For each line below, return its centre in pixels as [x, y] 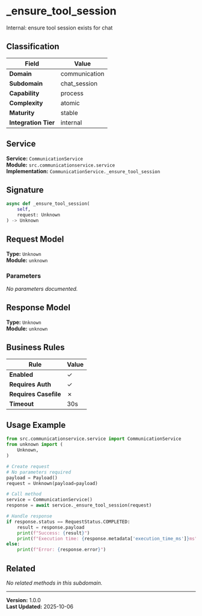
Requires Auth [30, 384]
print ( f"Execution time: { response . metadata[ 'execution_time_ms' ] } [103, 538]
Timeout [22, 404]
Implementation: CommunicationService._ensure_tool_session [83, 171]
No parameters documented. [42, 288]
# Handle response [29, 516]
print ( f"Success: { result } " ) [54, 533]
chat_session [79, 84]
